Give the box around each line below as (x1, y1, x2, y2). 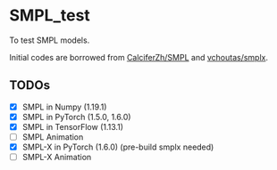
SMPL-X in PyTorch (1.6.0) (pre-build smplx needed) (21, 142, 214, 152)
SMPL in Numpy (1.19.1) (21, 101, 107, 112)
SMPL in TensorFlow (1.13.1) (21, 121, 123, 132)
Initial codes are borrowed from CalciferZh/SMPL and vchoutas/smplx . (9, 52, 268, 62)
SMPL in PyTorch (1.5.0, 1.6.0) (21, 111, 131, 122)
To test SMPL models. (9, 35, 90, 45)
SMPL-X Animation (21, 152, 92, 163)
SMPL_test (9, 5, 91, 26)
